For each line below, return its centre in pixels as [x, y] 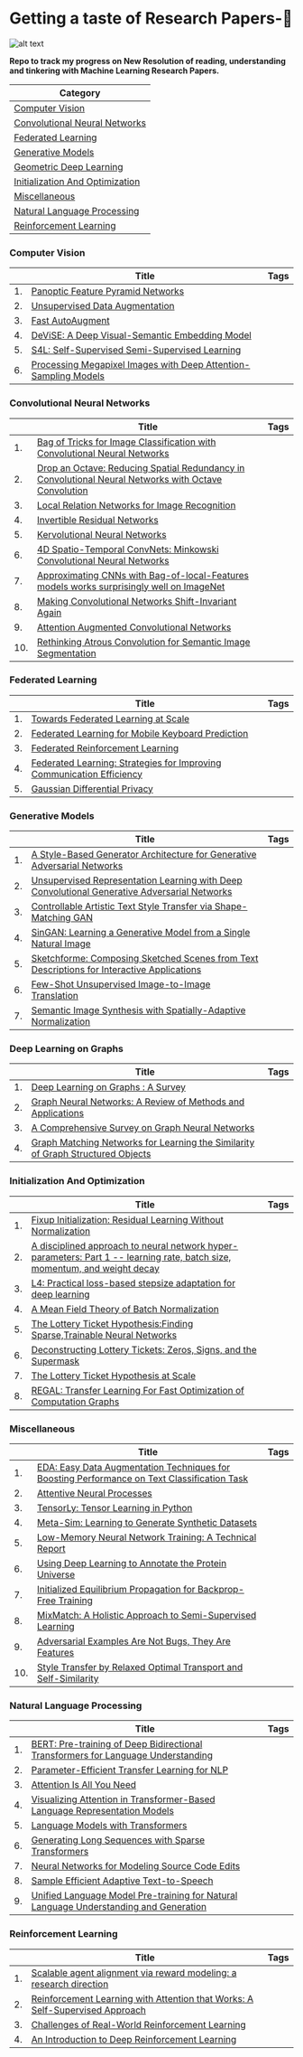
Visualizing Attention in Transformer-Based [123, 1799]
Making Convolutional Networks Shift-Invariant [137, 601]
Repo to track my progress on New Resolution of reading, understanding [148, 61]
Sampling [51, 376]
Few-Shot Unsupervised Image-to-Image [121, 984]
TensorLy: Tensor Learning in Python [115, 1508]
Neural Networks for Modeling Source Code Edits [136, 1866]
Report [51, 1549]
